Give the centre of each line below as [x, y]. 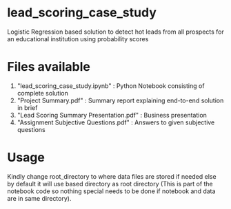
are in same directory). [39, 198]
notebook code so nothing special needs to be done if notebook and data [111, 191]
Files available [49, 67]
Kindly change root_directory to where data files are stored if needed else [112, 176]
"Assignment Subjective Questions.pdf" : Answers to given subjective [116, 122]
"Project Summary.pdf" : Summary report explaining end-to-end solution [120, 100]
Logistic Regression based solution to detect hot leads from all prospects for [115, 32]
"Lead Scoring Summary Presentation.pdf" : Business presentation [112, 115]
